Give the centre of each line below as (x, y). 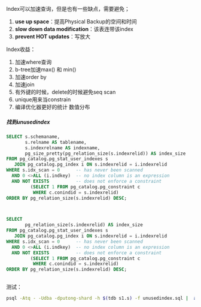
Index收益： (21, 49)
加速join (25, 85)
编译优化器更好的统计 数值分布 (52, 107)
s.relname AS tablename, (56, 142)
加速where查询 (33, 62)
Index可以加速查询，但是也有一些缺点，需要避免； (68, 9)
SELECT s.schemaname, (33, 137)
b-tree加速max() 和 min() (45, 70)
